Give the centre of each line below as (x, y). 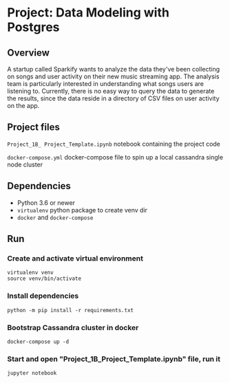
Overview (29, 53)
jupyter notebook (32, 373)
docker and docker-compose (55, 217)
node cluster (25, 164)
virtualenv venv (30, 273)
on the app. (23, 106)
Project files (33, 128)
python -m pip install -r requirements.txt (71, 310)
